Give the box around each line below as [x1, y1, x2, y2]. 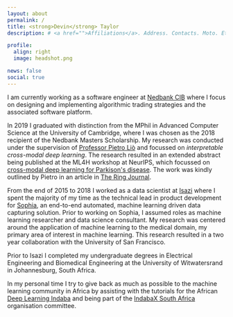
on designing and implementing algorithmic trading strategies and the [7, 100, 206, 108]
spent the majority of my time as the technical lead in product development [7, 194, 222, 202]
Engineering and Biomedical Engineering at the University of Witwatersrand [7, 258, 223, 267]
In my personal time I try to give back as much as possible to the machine [7, 279, 217, 288]
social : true [7, 74, 45, 80]
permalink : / [7, 17, 45, 24]
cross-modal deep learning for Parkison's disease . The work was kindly [7, 165, 213, 173]
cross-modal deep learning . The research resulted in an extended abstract [7, 151, 221, 159]
